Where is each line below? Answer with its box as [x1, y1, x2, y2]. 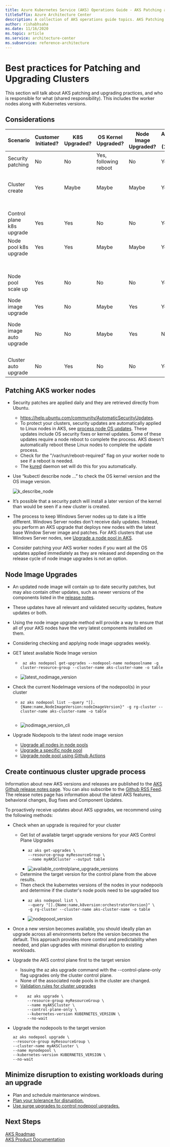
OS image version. [12, 479, 52, 485]
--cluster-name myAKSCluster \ [12, 1043, 79, 1049]
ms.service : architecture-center [5, 36, 76, 41]
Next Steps [5, 1118, 41, 1126]
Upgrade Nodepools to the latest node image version [12, 732, 123, 738]
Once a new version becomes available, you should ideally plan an [12, 925, 151, 931]
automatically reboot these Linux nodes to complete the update [20, 442, 153, 448]
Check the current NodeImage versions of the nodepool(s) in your [12, 684, 151, 690]
